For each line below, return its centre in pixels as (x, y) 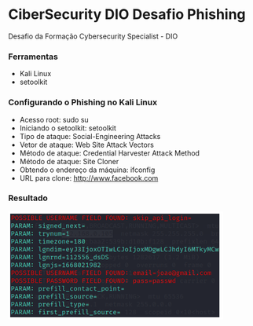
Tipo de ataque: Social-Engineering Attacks (90, 136)
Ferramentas (33, 57)
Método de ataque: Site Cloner (69, 161)
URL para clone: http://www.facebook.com (89, 178)
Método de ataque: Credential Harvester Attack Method (110, 153)
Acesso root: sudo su (54, 119)
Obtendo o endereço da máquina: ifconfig (87, 170)
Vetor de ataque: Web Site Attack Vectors (87, 145)
